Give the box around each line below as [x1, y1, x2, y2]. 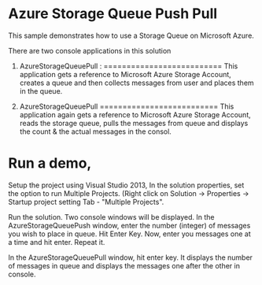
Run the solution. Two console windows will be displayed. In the [8, 212, 215, 221]
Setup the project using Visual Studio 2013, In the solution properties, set [8, 180, 245, 190]
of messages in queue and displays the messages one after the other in [8, 261, 240, 270]
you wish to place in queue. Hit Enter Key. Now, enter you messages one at [8, 229, 252, 239]
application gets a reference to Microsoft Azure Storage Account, [19, 69, 232, 79]
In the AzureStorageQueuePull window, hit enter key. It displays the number [8, 253, 253, 262]
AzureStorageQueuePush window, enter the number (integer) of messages [8, 220, 251, 230]
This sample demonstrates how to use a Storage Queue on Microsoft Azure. [8, 31, 254, 40]
